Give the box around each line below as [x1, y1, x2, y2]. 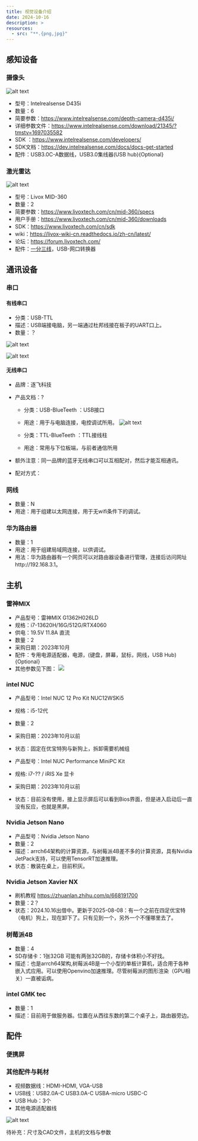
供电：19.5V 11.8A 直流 [14, 629, 70, 637]
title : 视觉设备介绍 [6, 8, 52, 15]
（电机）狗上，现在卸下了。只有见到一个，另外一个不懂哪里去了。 [14, 914, 177, 921]
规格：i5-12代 [14, 707, 49, 714]
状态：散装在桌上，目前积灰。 [14, 862, 88, 869]
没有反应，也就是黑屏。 [14, 803, 73, 810]
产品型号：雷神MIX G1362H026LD [14, 614, 99, 622]
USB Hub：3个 [14, 1097, 52, 1104]
